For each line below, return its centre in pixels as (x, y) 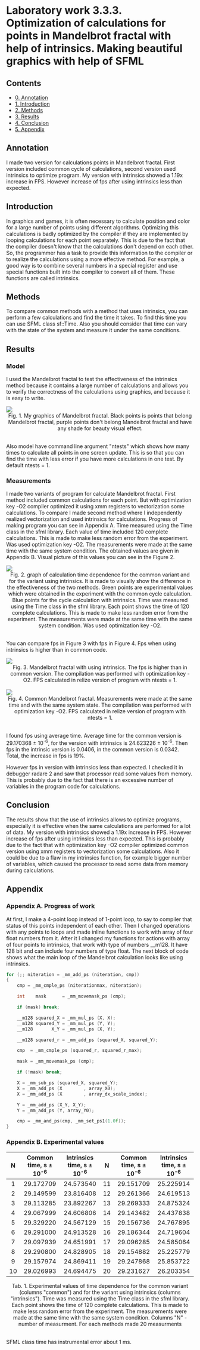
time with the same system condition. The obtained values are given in (93, 551)
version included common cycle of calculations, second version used (91, 168)
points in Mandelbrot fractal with (89, 36)
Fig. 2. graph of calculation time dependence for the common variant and (100, 575)
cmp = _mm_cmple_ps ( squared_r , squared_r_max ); (80, 1051)
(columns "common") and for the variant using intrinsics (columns (100, 1292)
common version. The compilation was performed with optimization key (98, 674)
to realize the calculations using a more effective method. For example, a (95, 259)
